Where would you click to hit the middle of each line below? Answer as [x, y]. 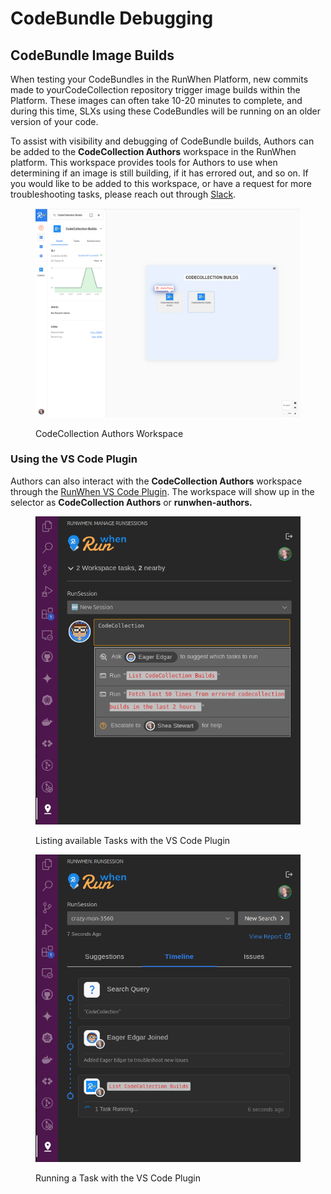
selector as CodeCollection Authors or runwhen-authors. [131, 502]
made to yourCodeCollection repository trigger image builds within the [155, 90]
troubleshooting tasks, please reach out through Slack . [123, 194]
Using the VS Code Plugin [74, 459]
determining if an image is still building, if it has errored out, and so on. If [159, 173]
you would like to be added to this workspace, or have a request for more [161, 183]
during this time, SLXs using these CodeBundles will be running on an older [166, 111]
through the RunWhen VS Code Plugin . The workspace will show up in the [162, 491]
